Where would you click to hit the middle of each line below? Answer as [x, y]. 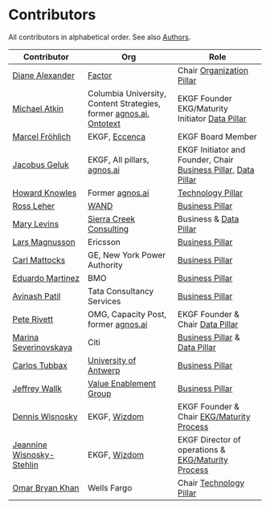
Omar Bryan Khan [46, 487]
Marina [25, 337]
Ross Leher [34, 206]
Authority [105, 265]
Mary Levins [35, 224]
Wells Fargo [110, 487]
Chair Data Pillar [208, 324]
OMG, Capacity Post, [127, 314]
